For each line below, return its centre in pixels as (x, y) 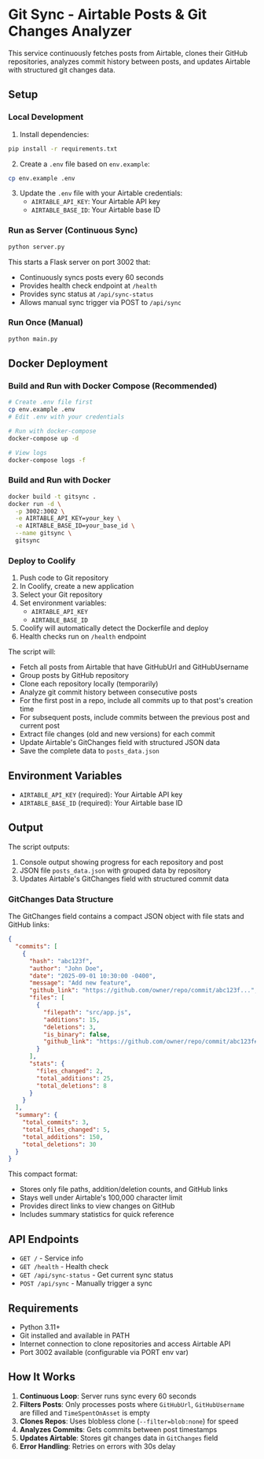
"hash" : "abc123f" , (60, 961)
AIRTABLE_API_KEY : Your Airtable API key (96, 202)
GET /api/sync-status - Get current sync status (96, 1275)
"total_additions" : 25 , (75, 1078)
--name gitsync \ (44, 534)
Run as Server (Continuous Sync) (73, 230)
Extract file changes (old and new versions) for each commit (117, 734)
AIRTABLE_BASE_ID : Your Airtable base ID (96, 210)
